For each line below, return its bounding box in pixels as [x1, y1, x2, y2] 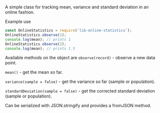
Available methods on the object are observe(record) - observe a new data [5, 55, 155, 61]
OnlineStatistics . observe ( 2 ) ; [5, 41, 67, 47]
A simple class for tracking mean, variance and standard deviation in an [5, 4, 149, 10]
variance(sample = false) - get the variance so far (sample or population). [5, 79, 155, 84]
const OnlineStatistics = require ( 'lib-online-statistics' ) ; [5, 28, 132, 33]
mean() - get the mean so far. [5, 69, 63, 75]
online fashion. [5, 9, 35, 15]
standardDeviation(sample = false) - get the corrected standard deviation [5, 88, 155, 94]
